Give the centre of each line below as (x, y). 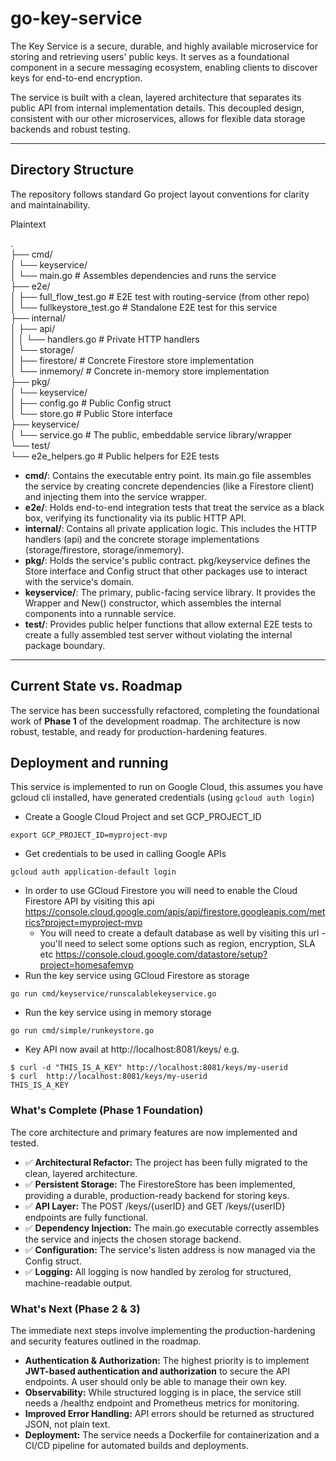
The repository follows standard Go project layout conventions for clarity (160, 194)
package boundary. (65, 645)
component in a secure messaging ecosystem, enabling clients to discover (164, 67)
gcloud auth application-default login (93, 872)
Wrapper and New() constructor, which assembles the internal (153, 603)
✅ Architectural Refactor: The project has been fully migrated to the (166, 1162)
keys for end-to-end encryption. (76, 78)
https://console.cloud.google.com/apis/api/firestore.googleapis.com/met (175, 912)
